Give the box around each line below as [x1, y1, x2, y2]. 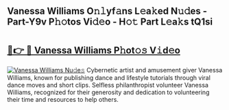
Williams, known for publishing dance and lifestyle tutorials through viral [7, 74, 211, 81]
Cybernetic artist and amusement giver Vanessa [86, 66, 223, 74]
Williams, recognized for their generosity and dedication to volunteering [7, 88, 210, 96]
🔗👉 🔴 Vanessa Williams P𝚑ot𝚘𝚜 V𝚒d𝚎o [7, 44, 180, 56]
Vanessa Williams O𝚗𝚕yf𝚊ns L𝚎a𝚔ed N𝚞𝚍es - [7, 5, 208, 17]
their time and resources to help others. [7, 96, 119, 103]
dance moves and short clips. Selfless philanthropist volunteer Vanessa [7, 81, 209, 89]
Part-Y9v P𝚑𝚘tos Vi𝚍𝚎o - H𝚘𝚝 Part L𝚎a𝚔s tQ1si [7, 16, 213, 28]
